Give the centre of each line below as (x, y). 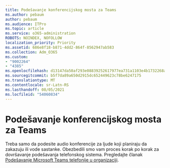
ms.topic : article (25, 29)
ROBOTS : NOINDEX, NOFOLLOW (34, 38)
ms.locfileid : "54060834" (32, 94)
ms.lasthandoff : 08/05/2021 (35, 90)
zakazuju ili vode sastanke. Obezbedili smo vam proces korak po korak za (82, 149)
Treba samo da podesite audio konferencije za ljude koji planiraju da (76, 144)
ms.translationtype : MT (30, 80)
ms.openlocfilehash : (27, 71)
